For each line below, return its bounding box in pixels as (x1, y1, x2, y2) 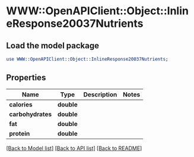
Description (83, 90, 117, 99)
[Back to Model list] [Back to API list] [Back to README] (6, 145, 142, 152)
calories (9, 100, 33, 108)
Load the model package (6, 40, 100, 51)
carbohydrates (9, 110, 52, 118)
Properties (6, 73, 46, 83)
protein (9, 129, 30, 137)
